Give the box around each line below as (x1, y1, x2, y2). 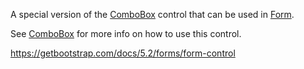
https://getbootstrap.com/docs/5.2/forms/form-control (10, 47, 236, 59)
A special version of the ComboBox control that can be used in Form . (10, 9, 295, 20)
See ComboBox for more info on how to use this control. (10, 28, 242, 39)
